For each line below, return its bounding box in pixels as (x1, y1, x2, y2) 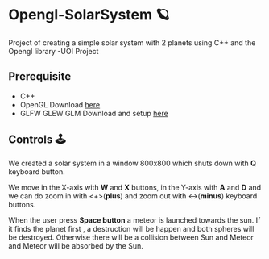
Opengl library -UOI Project (8, 46, 99, 56)
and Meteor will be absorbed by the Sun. (8, 240, 143, 250)
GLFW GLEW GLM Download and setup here (19, 108, 169, 118)
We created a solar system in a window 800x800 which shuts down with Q (8, 158, 256, 168)
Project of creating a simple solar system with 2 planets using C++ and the (8, 37, 256, 48)
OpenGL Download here (19, 99, 101, 109)
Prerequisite (8, 69, 72, 84)
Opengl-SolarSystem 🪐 (8, 6, 171, 24)
